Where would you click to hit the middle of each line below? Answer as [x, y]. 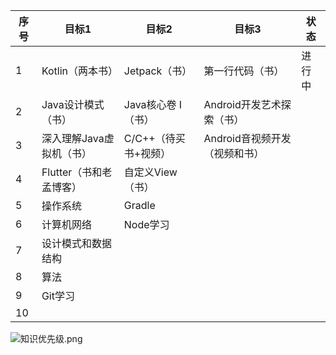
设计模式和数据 [76, 243]
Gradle [139, 205]
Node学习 [146, 224]
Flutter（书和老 [77, 172]
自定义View [150, 172]
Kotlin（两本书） [80, 71]
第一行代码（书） [244, 71]
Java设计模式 [73, 104]
